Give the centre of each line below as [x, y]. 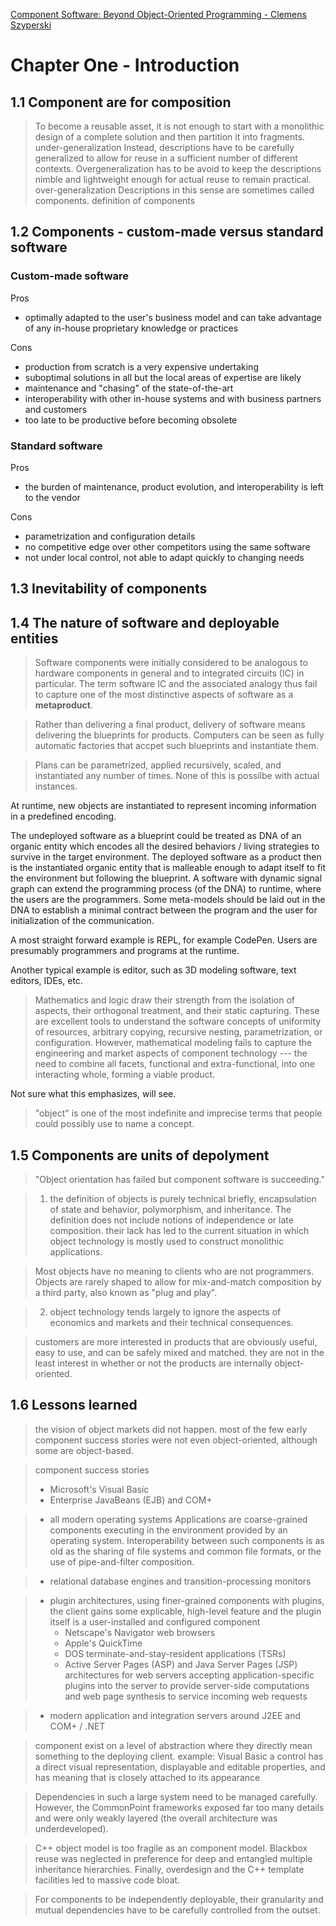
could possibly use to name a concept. [114, 1124]
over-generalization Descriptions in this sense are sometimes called [174, 190]
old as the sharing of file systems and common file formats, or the [185, 1551]
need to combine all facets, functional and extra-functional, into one [175, 1064]
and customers [56, 409]
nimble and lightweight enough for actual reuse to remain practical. [173, 179]
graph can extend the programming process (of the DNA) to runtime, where [166, 889]
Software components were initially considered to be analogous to [171, 663]
